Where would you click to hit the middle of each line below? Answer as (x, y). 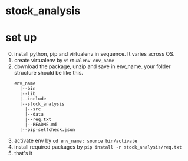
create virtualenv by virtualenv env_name (64, 61)
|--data (34, 115)
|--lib (28, 94)
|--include (33, 99)
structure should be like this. (49, 73)
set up (21, 38)
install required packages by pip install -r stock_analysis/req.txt (98, 147)
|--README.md (41, 125)
